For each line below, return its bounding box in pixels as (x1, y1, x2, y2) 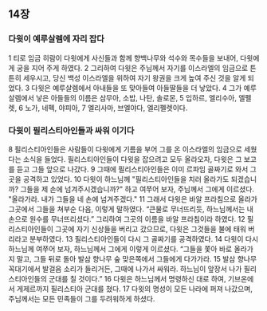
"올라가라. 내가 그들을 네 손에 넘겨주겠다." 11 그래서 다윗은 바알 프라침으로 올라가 (8, 194, 257, 203)
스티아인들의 (8, 274, 48, 283)
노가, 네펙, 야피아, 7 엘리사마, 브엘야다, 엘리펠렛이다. (25, 103, 188, 112)
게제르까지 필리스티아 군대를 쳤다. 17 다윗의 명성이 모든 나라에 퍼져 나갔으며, (16, 284, 253, 293)
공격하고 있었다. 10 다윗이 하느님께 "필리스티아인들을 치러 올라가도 (22, 174, 230, 183)
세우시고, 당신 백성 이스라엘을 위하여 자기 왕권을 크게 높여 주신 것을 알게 (22, 73, 246, 82)
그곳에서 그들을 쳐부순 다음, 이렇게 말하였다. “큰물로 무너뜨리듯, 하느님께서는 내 (8, 204, 253, 214)
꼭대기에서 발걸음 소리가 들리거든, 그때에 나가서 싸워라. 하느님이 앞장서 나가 (8, 264, 242, 274)
